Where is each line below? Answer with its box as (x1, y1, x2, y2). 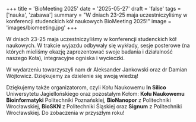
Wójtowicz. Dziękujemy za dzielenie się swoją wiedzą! (6, 73, 138, 79)
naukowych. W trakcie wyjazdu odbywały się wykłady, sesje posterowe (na (6, 42, 190, 49)
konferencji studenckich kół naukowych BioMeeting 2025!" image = (6, 18, 172, 24)
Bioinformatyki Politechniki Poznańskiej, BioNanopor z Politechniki (6, 96, 171, 104)
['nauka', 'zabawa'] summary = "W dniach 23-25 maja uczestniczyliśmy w (6, 11, 188, 18)
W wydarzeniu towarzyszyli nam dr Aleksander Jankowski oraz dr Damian (6, 66, 188, 73)
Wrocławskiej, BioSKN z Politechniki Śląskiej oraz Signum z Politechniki (6, 103, 182, 110)
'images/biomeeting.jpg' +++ (6, 24, 78, 31)
